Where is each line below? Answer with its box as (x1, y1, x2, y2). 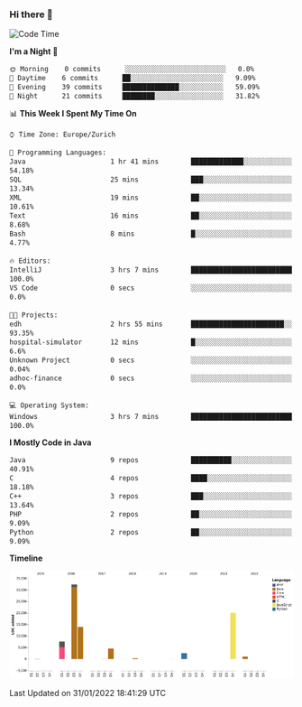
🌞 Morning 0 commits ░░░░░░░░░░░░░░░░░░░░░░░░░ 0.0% (9, 65, 255, 74)
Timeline (9, 553, 43, 563)
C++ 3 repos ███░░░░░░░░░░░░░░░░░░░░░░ (9, 492, 293, 501)
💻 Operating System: (9, 401, 90, 410)
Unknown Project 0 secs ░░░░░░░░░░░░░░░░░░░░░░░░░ (9, 356, 293, 365)
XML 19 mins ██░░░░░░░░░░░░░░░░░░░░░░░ (9, 193, 293, 202)
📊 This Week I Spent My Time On (9, 108, 137, 119)
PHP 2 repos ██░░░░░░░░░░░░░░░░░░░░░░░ (9, 510, 293, 519)
